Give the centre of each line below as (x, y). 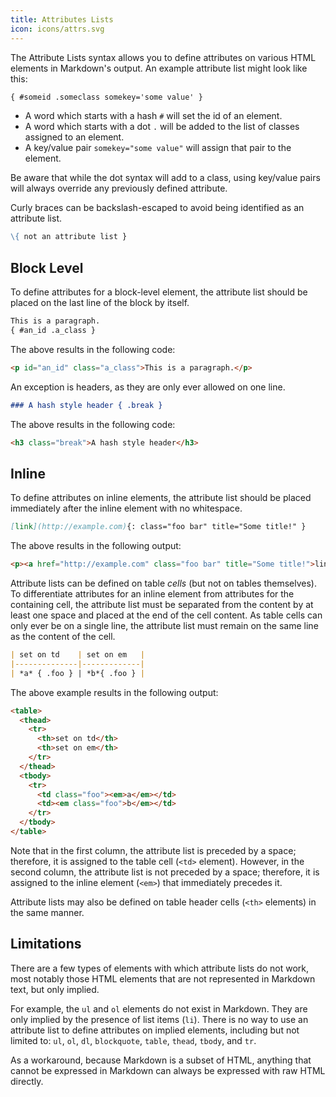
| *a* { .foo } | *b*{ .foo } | (77, 673)
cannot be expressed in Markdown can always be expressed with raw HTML (168, 1070)
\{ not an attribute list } (69, 237)
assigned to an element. (74, 137)
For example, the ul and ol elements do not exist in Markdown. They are (159, 1008)
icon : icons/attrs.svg (57, 29)
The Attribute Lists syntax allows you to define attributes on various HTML (163, 57)
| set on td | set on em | (77, 655)
